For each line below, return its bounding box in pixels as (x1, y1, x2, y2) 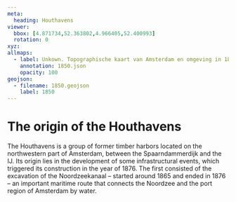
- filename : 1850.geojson (13, 82, 90, 89)
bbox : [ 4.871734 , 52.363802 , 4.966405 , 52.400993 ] (13, 29, 156, 37)
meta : (7, 10, 23, 18)
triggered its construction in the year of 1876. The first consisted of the (7, 164, 212, 173)
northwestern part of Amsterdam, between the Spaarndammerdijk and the (7, 149, 222, 158)
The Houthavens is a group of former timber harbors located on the (7, 142, 202, 151)
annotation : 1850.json (20, 62, 86, 69)
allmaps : (7, 50, 33, 57)
